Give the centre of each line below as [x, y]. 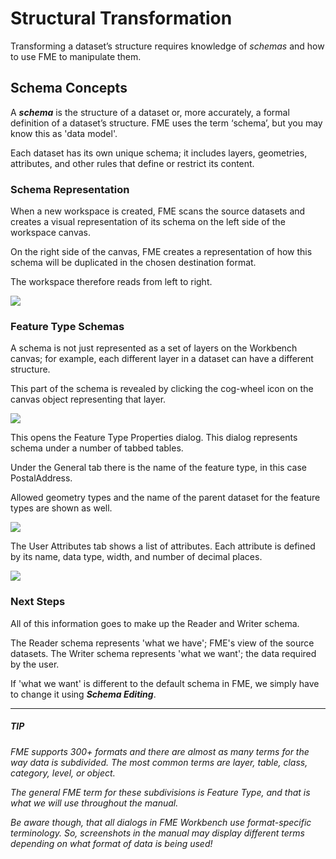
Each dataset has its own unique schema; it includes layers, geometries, [159, 153]
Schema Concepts [69, 88]
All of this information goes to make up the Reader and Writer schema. [155, 623]
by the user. [35, 664]
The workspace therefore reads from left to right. [111, 282]
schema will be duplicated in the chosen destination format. [133, 263]
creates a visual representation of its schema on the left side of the [148, 222]
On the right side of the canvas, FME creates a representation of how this [161, 252]
